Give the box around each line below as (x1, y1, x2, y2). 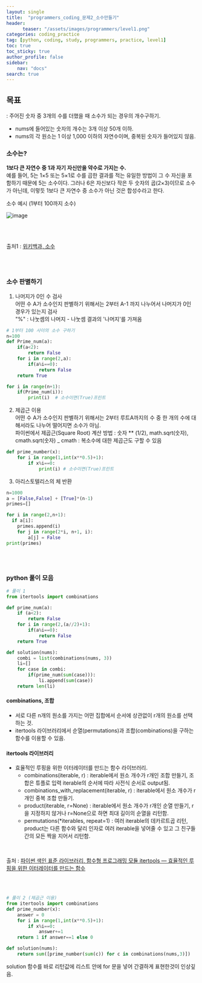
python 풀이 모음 (6, 574, 54, 583)
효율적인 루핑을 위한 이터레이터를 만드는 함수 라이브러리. (15, 764, 148, 771)
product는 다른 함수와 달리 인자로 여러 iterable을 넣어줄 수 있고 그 (24, 825, 180, 832)
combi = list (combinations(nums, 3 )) (17, 655, 112, 661)
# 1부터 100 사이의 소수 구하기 (6, 327, 75, 334)
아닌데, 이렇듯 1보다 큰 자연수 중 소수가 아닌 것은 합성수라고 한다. (12, 187, 165, 194)
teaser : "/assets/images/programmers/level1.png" (22, 25, 150, 32)
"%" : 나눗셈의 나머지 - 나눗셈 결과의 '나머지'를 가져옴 (15, 315, 142, 322)
